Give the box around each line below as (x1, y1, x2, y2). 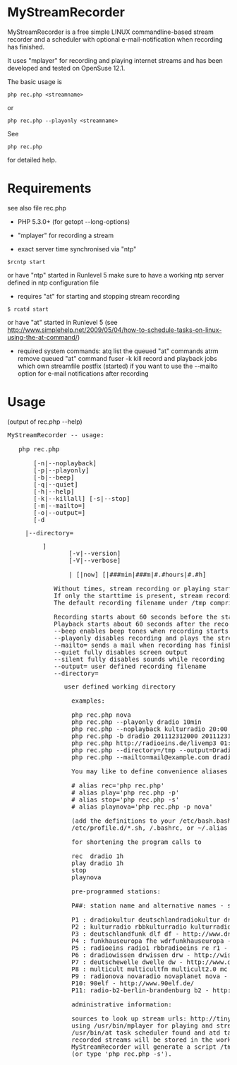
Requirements (7, 181, 92, 196)
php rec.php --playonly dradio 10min (71, 718, 202, 726)
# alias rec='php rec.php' (71, 781, 165, 790)
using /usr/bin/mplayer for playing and (71, 1021, 213, 1030)
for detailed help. (7, 155, 57, 164)
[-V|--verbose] (68, 556, 121, 564)
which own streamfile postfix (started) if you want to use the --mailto (17, 362, 219, 370)
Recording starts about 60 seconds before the (54, 612, 218, 621)
